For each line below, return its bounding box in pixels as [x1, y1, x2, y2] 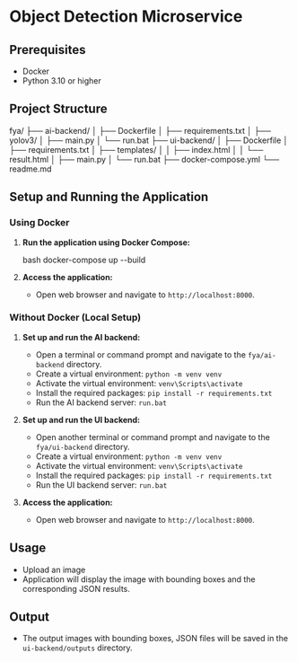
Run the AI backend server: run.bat [35, 397, 168, 408]
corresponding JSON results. [22, 583, 130, 594]
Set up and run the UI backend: [22, 414, 141, 425]
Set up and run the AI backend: [22, 331, 141, 342]
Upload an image [22, 564, 86, 575]
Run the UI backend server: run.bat [35, 479, 168, 490]
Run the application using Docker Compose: [22, 236, 190, 248]
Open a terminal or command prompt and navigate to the [35, 349, 247, 360]
